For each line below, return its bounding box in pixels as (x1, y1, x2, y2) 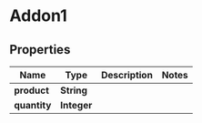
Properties (9, 42, 71, 57)
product (14, 84, 50, 97)
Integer (60, 99, 93, 111)
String (60, 84, 88, 97)
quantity (14, 99, 52, 111)
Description (101, 69, 153, 81)
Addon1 (9, 5, 68, 26)
